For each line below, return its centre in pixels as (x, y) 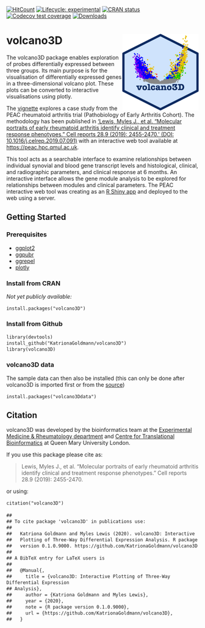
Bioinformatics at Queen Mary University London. (68, 443)
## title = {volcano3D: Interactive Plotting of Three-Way (88, 577)
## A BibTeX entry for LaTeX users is (56, 558)
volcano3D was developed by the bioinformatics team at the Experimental (99, 430)
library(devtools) (30, 337)
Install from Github (34, 324)
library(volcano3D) (31, 349)
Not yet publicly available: (39, 296)
